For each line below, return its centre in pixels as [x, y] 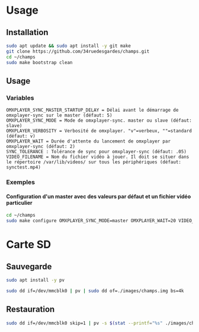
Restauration [31, 309]
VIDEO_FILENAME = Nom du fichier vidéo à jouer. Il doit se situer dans [98, 157]
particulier [19, 203]
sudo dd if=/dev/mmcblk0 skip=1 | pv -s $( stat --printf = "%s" [84, 323]
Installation [27, 32]
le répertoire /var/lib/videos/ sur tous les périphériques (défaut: [94, 162]
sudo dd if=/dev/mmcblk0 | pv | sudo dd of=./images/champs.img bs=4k [95, 291]
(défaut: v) [21, 136]
